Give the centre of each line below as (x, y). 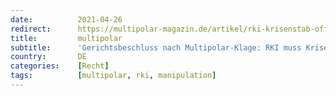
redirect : (31, 29)
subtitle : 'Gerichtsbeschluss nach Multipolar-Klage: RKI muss (156, 47)
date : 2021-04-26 (66, 19)
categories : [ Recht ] (60, 66)
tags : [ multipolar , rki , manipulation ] (113, 76)
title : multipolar (66, 38)
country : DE (48, 57)
